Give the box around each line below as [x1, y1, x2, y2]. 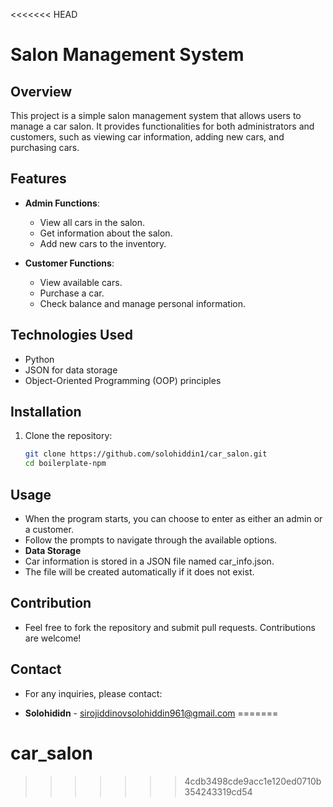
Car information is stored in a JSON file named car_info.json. [24, 555, 275, 567]
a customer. [24, 524, 74, 535]
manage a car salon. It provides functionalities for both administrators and [10, 120, 315, 132]
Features [10, 170, 67, 188]
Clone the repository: [24, 430, 113, 442]
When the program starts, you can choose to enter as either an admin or [24, 513, 323, 524]
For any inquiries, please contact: [24, 687, 163, 699]
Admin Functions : [24, 197, 100, 209]
